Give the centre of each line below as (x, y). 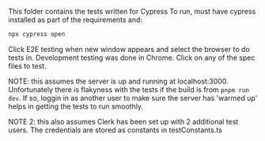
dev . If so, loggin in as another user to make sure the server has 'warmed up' (133, 98)
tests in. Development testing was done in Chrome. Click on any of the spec (132, 58)
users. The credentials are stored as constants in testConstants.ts (115, 130)
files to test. (27, 65)
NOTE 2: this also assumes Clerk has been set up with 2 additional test (123, 121)
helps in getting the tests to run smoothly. (76, 106)
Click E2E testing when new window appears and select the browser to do (129, 49)
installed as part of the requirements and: (76, 20)
